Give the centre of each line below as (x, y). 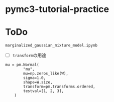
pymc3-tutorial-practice (57, 9)
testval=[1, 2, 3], (44, 91)
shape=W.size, (38, 82)
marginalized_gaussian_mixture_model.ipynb (51, 45)
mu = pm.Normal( (22, 65)
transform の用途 (29, 55)
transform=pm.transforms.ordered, (59, 87)
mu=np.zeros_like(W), (46, 73)
